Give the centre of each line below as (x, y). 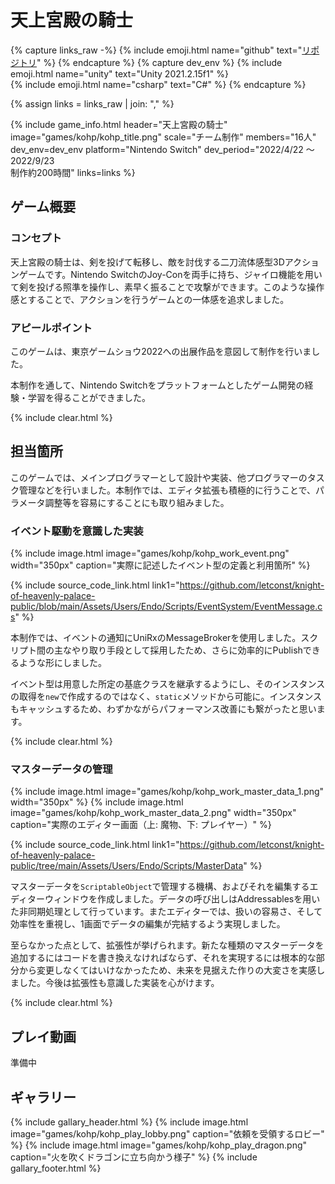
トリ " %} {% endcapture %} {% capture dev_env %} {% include (150, 62)
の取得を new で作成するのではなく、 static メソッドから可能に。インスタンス (166, 697)
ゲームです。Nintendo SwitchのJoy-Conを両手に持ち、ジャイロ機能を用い (170, 274)
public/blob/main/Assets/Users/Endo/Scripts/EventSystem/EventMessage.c (166, 607)
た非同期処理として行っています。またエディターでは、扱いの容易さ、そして (166, 912)
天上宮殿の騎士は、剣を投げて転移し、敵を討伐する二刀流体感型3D (147, 262)
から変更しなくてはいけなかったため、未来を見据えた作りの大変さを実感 (167, 970)
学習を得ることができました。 (89, 397)
